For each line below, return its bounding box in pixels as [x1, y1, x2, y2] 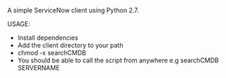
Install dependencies [17, 33, 79, 42]
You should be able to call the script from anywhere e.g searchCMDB [17, 56, 219, 65]
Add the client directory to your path [17, 41, 124, 49]
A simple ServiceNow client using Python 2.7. [7, 6, 139, 14]
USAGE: [7, 20, 30, 28]
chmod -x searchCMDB [17, 49, 86, 57]
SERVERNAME [17, 64, 60, 72]
